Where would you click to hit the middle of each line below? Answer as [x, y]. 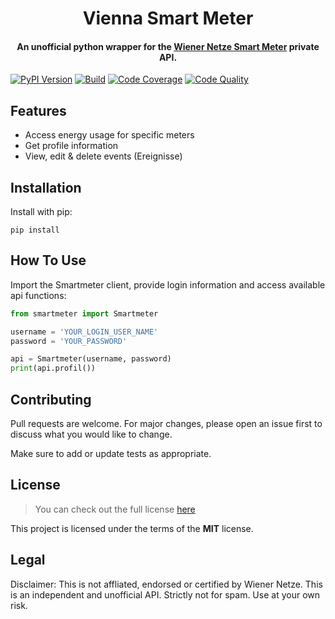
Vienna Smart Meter [168, 18]
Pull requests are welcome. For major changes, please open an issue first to [166, 424]
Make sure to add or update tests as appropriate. [111, 454]
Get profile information [71, 146]
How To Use [48, 260]
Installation [46, 187]
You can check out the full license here [115, 509]
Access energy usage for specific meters [109, 135]
